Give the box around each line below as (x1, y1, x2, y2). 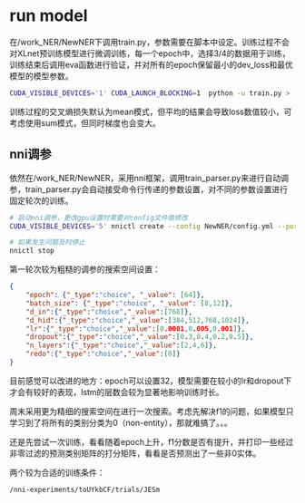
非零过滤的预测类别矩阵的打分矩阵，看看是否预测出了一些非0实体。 (9, 448, 261, 459)
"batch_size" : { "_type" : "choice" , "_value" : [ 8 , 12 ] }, (25, 298, 233, 308)
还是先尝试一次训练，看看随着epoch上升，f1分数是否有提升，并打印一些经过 (9, 436, 294, 447)
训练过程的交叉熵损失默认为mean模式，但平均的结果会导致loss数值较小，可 (9, 106, 292, 117)
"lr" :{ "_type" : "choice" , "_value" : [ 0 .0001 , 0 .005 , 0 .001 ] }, (25, 324, 246, 334)
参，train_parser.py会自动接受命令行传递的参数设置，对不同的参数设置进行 (9, 183, 289, 195)
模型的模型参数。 (9, 70, 74, 82)
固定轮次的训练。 (9, 195, 74, 206)
